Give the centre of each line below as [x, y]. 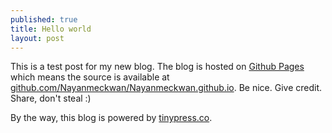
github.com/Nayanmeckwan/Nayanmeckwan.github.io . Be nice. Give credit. [166, 88]
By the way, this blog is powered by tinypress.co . [111, 118]
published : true [44, 19]
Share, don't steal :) [51, 98]
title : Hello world [51, 29]
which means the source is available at [90, 77]
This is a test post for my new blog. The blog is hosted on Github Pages [157, 67]
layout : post [37, 38]
